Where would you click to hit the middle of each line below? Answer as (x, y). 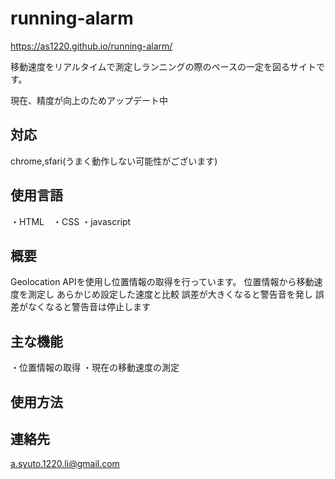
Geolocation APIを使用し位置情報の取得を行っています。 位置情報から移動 (162, 282)
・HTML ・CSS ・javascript (71, 221)
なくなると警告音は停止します (89, 307)
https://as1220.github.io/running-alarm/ (91, 46)
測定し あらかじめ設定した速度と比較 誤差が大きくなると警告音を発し (170, 294)
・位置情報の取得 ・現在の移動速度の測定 (95, 368)
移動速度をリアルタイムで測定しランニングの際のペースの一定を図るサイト (163, 66)
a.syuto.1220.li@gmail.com (65, 464)
